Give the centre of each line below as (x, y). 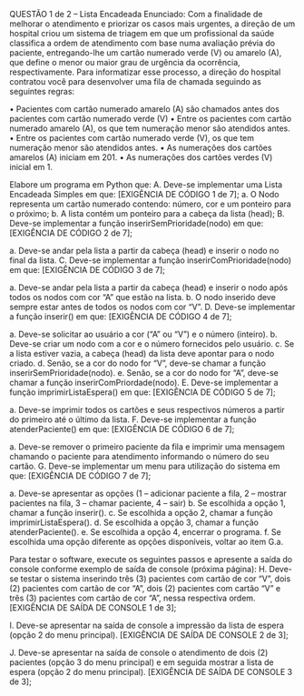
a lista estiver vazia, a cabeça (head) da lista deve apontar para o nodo (142, 353)
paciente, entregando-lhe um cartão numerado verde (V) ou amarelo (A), (146, 53)
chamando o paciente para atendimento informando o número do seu (139, 456)
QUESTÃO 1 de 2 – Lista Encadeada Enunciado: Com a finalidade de (136, 14)
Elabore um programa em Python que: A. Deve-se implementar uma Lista (146, 185)
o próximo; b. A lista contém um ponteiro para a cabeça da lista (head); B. (147, 213)
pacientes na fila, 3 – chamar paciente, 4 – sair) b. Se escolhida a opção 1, (147, 503)
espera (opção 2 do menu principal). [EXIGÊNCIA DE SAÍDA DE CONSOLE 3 (151, 672)
